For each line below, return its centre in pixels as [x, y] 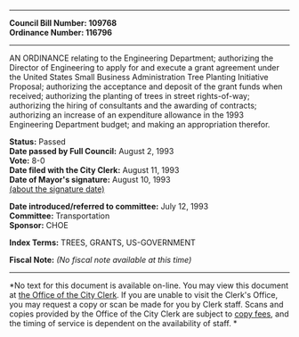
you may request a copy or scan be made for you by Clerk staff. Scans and [146, 304]
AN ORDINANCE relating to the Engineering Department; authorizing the [141, 58]
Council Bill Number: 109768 [63, 23]
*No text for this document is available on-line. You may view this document [149, 285]
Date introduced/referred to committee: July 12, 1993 [109, 206]
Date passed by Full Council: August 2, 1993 [92, 151]
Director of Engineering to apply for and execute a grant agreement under [145, 67]
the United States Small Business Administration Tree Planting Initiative [139, 77]
